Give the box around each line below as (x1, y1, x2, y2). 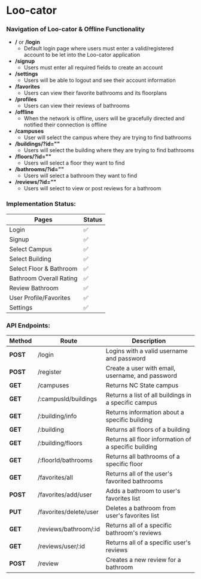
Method (9, 337, 32, 345)
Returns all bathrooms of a (105, 453, 180, 461)
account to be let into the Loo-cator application (23, 51, 141, 59)
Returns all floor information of (105, 435, 191, 444)
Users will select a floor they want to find (23, 159, 125, 166)
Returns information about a (105, 408, 184, 417)
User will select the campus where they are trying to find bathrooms (23, 134, 192, 141)
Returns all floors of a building (105, 426, 190, 434)
